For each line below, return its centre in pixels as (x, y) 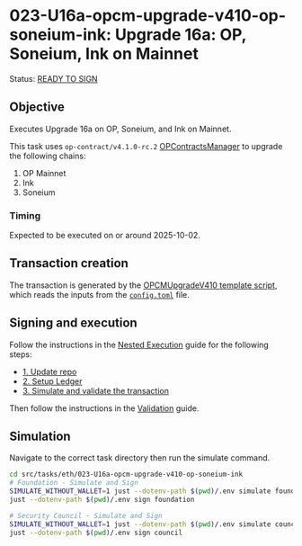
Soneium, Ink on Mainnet (104, 54)
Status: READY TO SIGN (53, 78)
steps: (21, 354)
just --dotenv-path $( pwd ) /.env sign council (96, 533)
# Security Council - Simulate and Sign (86, 515)
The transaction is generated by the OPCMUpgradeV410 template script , (143, 285)
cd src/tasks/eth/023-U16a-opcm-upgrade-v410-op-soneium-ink (126, 474)
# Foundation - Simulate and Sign (74, 483)
